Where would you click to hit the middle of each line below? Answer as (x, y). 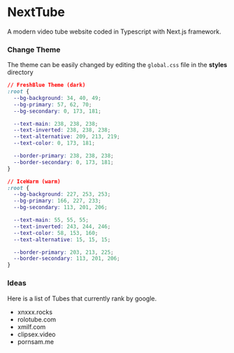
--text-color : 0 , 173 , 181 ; (54, 143)
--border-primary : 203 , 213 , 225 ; (64, 252)
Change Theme (34, 50)
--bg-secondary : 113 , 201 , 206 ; (61, 208)
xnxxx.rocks (35, 312)
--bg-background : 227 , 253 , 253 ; (62, 194)
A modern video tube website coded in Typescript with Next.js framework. (114, 31)
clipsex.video (36, 334)
